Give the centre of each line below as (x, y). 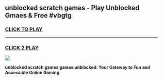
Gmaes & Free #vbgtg (38, 16)
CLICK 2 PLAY (22, 48)
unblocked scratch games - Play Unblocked (72, 8)
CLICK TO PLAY (24, 30)
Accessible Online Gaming (32, 72)
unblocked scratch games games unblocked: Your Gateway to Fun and (78, 67)
